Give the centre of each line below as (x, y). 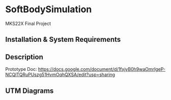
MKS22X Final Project (28, 23)
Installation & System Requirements (63, 40)
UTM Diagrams (30, 91)
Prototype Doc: (21, 69)
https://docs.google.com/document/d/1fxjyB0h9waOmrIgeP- (102, 69)
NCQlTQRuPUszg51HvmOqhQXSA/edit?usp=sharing (60, 74)
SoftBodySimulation (49, 9)
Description (24, 57)
